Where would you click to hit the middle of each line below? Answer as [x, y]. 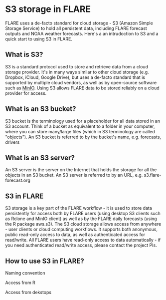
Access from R [20, 283]
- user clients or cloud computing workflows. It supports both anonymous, [82, 229]
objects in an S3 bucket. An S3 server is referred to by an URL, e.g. [74, 175]
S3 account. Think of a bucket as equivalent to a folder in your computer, [80, 126]
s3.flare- [153, 175]
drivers [12, 142]
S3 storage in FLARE [48, 9]
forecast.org [18, 180]
